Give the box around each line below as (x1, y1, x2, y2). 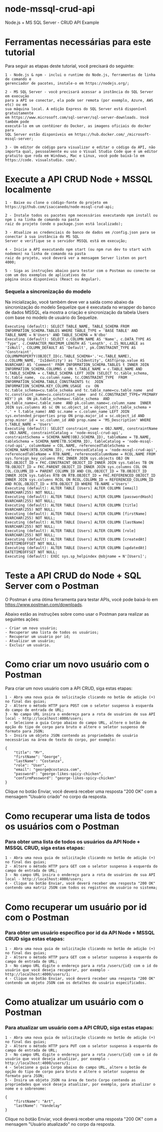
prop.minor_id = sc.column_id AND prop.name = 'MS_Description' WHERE (5, 418, 151, 423)
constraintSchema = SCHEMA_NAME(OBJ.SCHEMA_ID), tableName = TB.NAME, (5, 435, 151, 440)
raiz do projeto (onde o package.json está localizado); (5, 221, 123, 226)
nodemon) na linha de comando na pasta (5, 251, 86, 256)
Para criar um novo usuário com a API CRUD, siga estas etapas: (5, 685, 133, 691)
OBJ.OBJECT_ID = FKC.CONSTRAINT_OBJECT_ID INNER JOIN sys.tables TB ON (5, 460, 153, 465)
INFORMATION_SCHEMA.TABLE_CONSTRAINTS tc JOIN (5, 380, 104, 384)
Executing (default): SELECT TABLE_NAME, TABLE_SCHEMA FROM (5, 324, 130, 329)
